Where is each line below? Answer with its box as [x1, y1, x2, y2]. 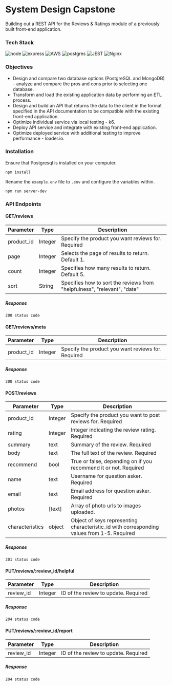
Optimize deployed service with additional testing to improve [12, 129, 141, 136]
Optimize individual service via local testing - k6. [12, 119, 115, 125]
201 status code [5, 557, 40, 562]
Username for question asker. [71, 473, 142, 480]
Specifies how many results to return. [61, 264, 151, 271]
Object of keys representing [71, 517, 138, 524]
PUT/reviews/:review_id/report [5, 628, 73, 634]
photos [8, 505, 25, 512]
